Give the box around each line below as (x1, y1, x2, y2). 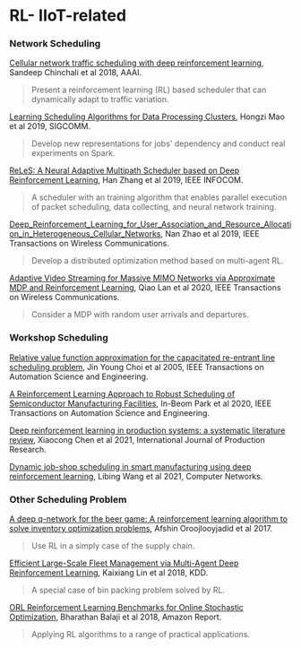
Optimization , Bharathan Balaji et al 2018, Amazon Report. (9, 611, 222, 623)
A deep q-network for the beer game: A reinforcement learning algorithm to (9, 514, 288, 524)
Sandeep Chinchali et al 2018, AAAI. (9, 67, 142, 78)
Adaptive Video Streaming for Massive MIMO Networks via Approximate (9, 272, 276, 283)
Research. (9, 444, 47, 454)
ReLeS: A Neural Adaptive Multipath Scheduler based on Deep (9, 165, 240, 176)
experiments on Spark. (30, 148, 116, 159)
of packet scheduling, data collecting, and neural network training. (30, 202, 277, 212)
